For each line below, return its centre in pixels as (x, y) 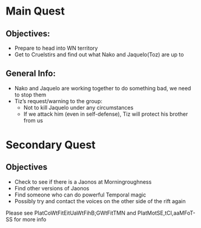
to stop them (30, 95)
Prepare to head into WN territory (56, 48)
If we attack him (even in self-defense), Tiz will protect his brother (106, 114)
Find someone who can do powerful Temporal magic (80, 195)
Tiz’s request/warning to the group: (58, 101)
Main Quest (35, 11)
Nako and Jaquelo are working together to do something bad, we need (103, 88)
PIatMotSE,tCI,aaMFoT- (166, 213)
